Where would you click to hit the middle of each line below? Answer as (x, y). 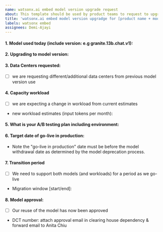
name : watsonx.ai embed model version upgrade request (62, 9)
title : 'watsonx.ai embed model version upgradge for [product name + (78, 18)
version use (24, 82)
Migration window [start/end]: (42, 188)
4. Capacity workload (27, 93)
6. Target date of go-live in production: (45, 136)
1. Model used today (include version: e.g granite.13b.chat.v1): (69, 43)
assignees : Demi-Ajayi (28, 28)
